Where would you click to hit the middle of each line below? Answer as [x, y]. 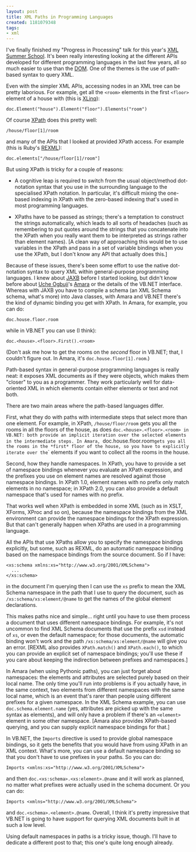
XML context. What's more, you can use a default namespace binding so [93, 751]
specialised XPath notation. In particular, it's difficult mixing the [90, 193]
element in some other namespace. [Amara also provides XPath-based [91, 721]
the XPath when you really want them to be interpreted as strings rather [101, 236]
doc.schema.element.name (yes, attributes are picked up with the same [90, 709]
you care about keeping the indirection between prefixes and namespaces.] [97, 660]
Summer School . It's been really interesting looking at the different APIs [92, 56]
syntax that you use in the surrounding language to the [101, 187]
